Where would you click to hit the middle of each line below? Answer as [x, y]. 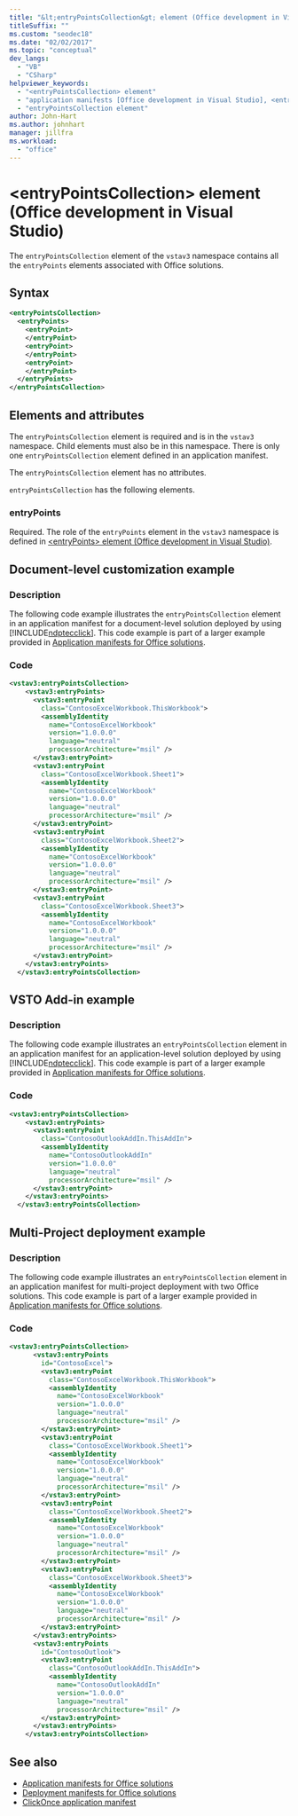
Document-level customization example [122, 569]
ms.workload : [33, 141]
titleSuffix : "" [39, 26]
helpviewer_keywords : [49, 83]
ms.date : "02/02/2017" [51, 42]
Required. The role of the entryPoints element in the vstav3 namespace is [144, 532]
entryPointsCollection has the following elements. [102, 490]
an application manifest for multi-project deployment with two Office [134, 1286]
